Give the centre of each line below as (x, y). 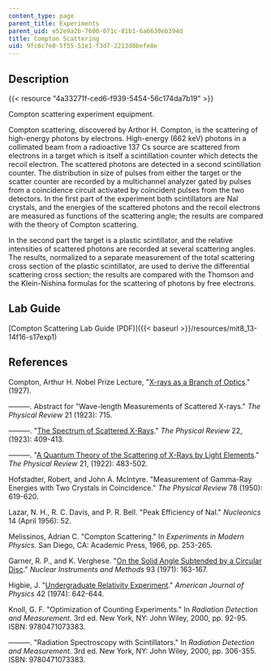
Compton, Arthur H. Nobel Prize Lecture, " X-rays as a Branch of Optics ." (129, 382)
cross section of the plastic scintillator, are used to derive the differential (129, 266)
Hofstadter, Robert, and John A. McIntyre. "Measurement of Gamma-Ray (130, 479)
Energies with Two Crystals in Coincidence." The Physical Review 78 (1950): (135, 488)
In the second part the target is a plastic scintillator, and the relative (121, 240)
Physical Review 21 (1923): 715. (60, 415)
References (38, 363)
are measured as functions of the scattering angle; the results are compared (136, 216)
